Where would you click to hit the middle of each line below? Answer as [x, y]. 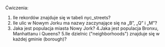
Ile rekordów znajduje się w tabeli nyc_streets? [62, 17]
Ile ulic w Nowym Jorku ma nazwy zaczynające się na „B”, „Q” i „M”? [85, 23]
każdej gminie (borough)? [40, 39]
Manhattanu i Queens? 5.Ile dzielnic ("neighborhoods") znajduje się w [86, 34]
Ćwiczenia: [17, 8]
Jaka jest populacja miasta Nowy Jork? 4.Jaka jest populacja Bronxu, [86, 28]
